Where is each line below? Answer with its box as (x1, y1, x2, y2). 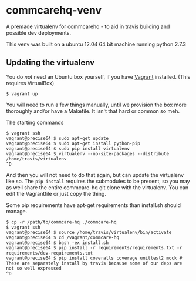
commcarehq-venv (6, 4, 102, 17)
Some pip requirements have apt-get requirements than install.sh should (6, 201, 181, 209)
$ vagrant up (6, 91, 38, 97)
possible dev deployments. (6, 29, 72, 36)
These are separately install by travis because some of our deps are (6, 260, 183, 266)
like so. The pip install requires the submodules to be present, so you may (6, 178, 190, 185)
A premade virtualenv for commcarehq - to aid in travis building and (6, 23, 170, 30)
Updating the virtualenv (6, 58, 95, 68)
